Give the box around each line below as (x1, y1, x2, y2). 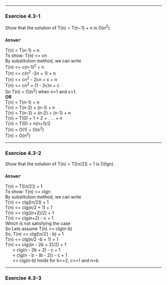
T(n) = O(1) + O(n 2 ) (5, 126, 44, 133)
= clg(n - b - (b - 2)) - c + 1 (12, 252, 68, 258)
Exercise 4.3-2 (5, 149, 41, 156)
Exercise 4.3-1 (5, 12, 41, 19)
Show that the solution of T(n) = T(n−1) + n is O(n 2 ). (5, 24, 111, 30)
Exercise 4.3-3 (5, 275, 42, 282)
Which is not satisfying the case (5, 220, 71, 227)
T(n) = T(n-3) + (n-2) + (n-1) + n (5, 110, 71, 116)
